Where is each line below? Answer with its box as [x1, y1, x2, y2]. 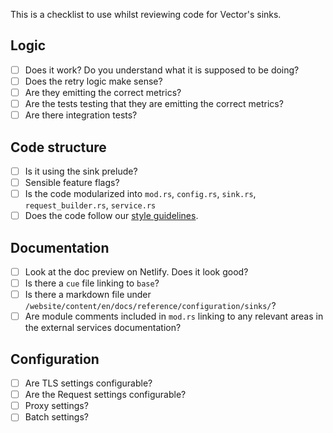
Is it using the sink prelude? [24, 165, 138, 177]
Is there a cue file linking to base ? [24, 277, 160, 289]
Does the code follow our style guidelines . [24, 210, 199, 222]
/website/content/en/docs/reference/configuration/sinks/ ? [24, 300, 277, 312]
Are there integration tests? [24, 109, 138, 121]
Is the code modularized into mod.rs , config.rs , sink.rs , [24, 188, 257, 200]
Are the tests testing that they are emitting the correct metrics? [24, 98, 284, 109]
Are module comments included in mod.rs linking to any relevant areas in [24, 310, 324, 323]
